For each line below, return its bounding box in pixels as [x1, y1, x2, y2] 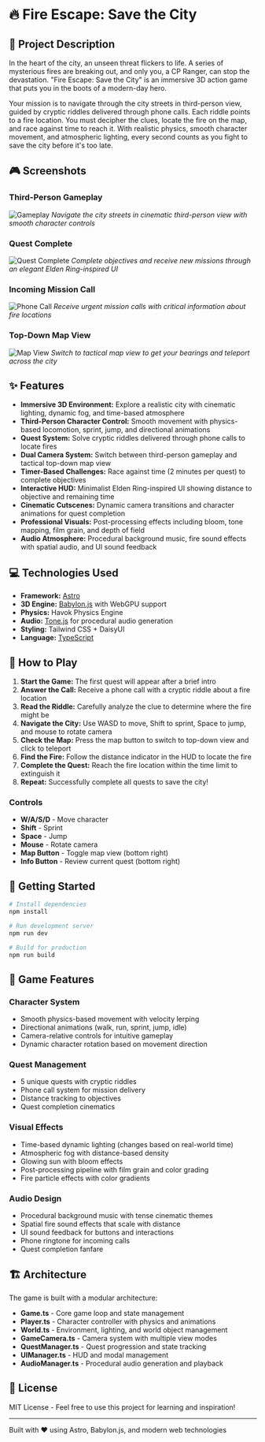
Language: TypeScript [20, 633, 94, 643]
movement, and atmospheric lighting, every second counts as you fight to [9, 132, 248, 141]
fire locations [9, 310, 52, 320]
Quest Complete [9, 238, 73, 249]
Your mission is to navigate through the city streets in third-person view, [9, 99, 242, 108]
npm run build [9, 951, 56, 959]
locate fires [20, 442, 57, 451]
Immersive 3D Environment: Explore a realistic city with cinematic [20, 400, 236, 409]
